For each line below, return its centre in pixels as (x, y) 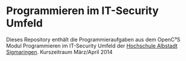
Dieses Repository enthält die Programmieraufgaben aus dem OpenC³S (93, 39)
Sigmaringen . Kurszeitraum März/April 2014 (59, 52)
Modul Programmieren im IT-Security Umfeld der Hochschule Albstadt (92, 46)
